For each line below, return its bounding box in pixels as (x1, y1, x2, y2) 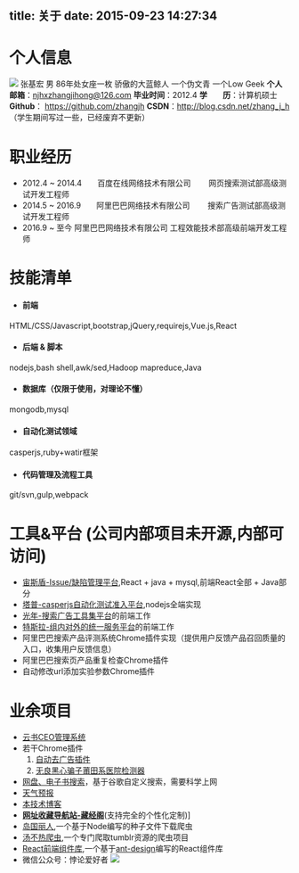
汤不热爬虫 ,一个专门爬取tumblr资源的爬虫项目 (21, 832, 190, 843)
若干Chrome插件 (21, 743, 84, 754)
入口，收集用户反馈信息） (21, 644, 117, 655)
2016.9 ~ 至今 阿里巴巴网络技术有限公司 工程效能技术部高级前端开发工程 (21, 222, 287, 234)
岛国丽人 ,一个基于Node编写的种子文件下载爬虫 (21, 821, 193, 832)
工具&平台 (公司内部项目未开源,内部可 (9, 523, 285, 544)
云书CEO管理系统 (21, 732, 86, 743)
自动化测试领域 (21, 425, 77, 436)
